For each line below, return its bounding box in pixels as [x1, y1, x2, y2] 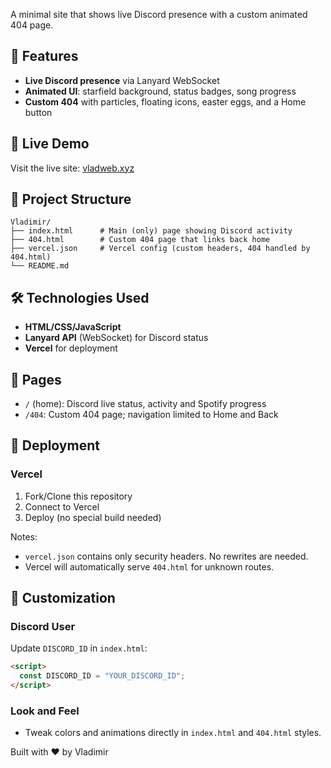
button [24, 106, 53, 118]
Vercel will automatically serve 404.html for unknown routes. [24, 560, 275, 573]
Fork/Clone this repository [24, 490, 133, 502]
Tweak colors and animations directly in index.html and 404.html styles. [24, 727, 322, 739]
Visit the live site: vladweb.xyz [10, 162, 135, 174]
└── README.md [10, 261, 70, 271]
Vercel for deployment [24, 342, 118, 354]
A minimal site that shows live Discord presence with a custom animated [10, 9, 308, 20]
